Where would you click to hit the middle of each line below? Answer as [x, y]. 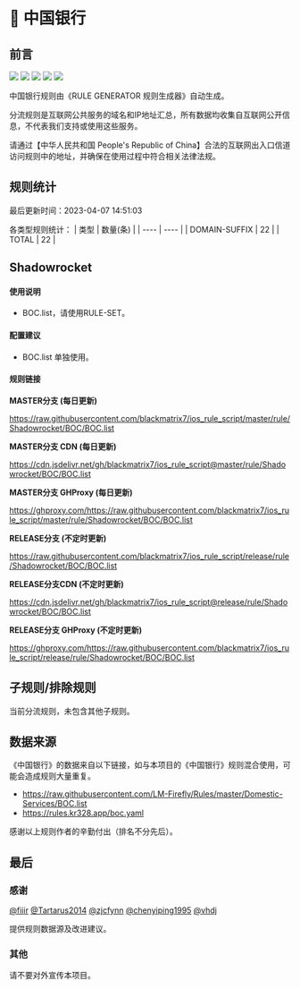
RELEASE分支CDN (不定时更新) [67, 584]
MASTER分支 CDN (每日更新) [63, 446]
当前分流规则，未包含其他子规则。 [72, 711]
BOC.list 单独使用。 [58, 357]
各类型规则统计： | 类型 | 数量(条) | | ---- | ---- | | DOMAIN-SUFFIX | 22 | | [144, 229]
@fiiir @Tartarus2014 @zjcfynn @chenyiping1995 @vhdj [113, 910]
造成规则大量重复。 [60, 776]
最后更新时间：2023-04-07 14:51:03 [76, 210]
